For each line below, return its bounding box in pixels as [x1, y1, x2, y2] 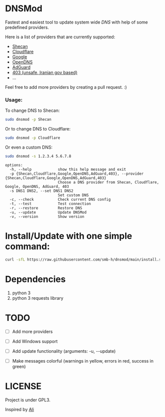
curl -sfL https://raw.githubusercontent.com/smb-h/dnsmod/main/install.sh [5, 257, 164, 262]
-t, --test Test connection [9, 201, 91, 206]
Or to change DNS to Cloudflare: [5, 126, 71, 132]
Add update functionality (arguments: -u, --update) [12, 348, 116, 354]
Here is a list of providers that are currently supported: [5, 34, 115, 40]
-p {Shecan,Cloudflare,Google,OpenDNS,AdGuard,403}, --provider [9, 171, 144, 176]
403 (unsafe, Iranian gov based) [12, 69, 78, 75]
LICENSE [5, 381, 42, 391]
